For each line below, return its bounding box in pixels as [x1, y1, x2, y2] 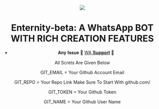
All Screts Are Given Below [55, 60, 110, 66]
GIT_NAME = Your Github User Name [43, 98, 121, 104]
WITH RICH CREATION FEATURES [11, 33, 154, 44]
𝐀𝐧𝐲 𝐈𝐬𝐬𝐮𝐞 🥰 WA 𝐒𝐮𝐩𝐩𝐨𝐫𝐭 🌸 [58, 49, 115, 56]
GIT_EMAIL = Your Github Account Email [40, 69, 125, 75]
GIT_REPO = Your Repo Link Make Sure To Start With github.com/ [14, 79, 150, 85]
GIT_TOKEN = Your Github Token [48, 89, 117, 95]
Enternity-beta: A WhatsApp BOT [11, 22, 154, 34]
